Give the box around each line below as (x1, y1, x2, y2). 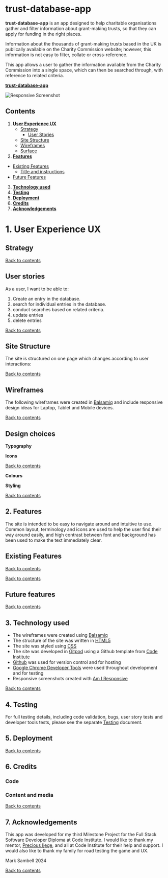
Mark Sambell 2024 (5, 858, 47, 864)
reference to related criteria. (5, 72, 65, 78)
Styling (5, 482, 21, 489)
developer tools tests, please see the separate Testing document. (5, 719, 143, 726)
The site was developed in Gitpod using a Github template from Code (12, 649, 158, 655)
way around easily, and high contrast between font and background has (5, 532, 156, 538)
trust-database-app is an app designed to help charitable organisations (5, 20, 157, 26)
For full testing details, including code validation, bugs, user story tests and (5, 714, 163, 720)
